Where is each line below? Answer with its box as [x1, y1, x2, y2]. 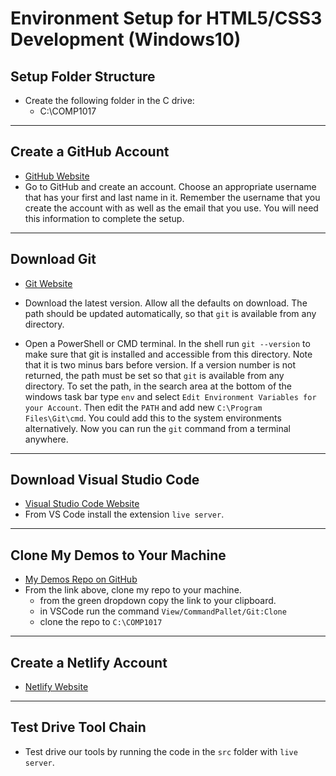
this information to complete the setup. [24, 212, 185, 224]
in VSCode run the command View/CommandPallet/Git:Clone [39, 605, 287, 617]
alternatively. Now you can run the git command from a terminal [24, 422, 291, 434]
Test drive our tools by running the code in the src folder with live [24, 745, 298, 757]
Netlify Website [24, 681, 89, 693]
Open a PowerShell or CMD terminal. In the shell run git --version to [24, 337, 311, 349]
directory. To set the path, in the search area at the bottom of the [24, 380, 293, 392]
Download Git [10, 251, 97, 268]
